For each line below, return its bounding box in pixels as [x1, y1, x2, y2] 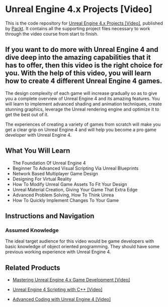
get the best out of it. [5, 112, 49, 118]
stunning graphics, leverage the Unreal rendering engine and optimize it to [5, 106, 159, 112]
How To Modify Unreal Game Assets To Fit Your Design [12, 181, 127, 187]
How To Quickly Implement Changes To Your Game [12, 197, 119, 203]
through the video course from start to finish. [5, 31, 99, 37]
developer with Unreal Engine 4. [5, 132, 72, 138]
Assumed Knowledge [5, 227, 59, 234]
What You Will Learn [5, 147, 70, 155]
